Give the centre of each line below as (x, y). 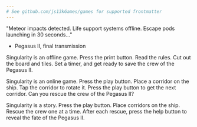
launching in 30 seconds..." (39, 34)
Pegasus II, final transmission (50, 46)
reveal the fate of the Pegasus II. (45, 118)
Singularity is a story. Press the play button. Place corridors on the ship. (93, 105)
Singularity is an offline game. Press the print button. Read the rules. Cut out (98, 57)
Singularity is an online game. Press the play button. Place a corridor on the (98, 81)
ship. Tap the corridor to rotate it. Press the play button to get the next (91, 87)
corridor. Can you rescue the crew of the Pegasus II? (70, 93)
